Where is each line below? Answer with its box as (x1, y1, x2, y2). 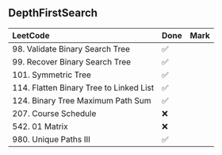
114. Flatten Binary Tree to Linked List (12, 82, 155, 93)
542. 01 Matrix (12, 121, 69, 132)
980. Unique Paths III (12, 134, 91, 145)
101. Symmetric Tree (12, 69, 91, 80)
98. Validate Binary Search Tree (12, 43, 131, 54)
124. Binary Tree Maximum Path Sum (12, 95, 151, 106)
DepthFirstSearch (8, 6, 98, 20)
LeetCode (12, 29, 50, 41)
